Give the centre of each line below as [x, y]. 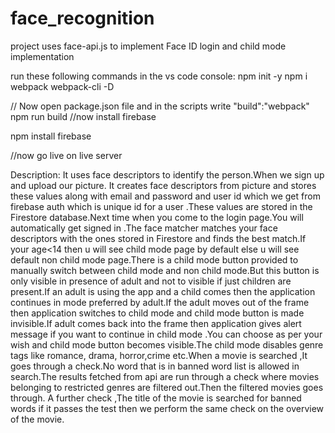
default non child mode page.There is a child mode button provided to [154, 259]
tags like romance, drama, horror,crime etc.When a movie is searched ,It [159, 355]
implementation [42, 56]
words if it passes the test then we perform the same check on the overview [167, 408]
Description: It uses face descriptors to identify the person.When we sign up [167, 174]
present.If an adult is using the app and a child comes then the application [163, 291]
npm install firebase [51, 136]
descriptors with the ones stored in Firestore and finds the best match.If [158, 238]
